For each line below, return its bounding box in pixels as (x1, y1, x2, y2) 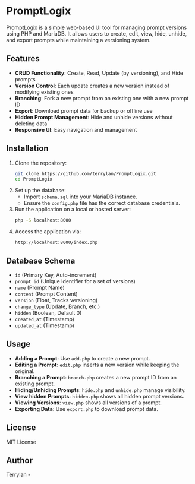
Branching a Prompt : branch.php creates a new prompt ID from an (14, 374, 177, 381)
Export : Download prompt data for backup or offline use (14, 107, 153, 114)
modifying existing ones (14, 88, 74, 96)
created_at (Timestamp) (14, 316, 74, 322)
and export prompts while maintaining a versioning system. (6, 36, 151, 43)
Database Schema (6, 255, 76, 265)
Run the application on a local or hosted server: (14, 206, 131, 213)
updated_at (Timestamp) (14, 322, 74, 329)
